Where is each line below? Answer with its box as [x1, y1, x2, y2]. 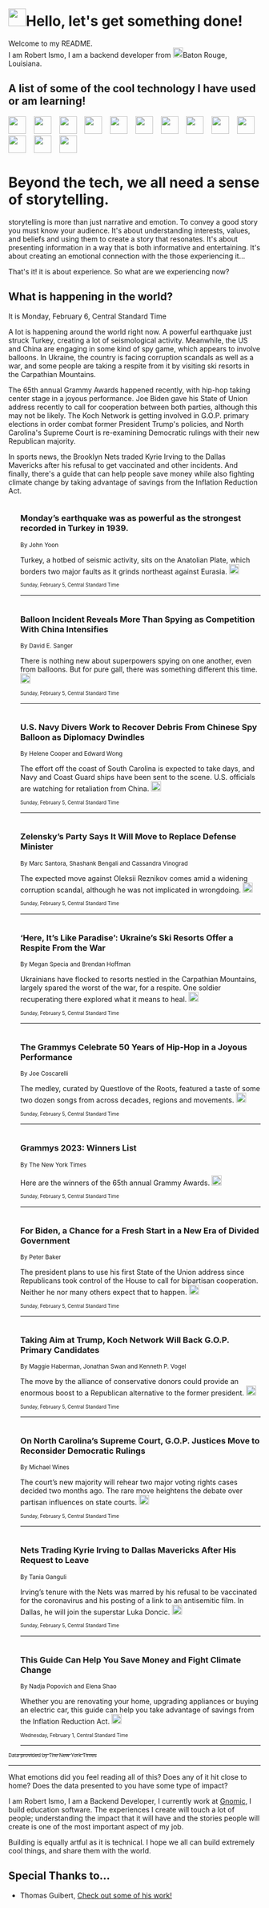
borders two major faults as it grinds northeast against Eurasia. [19, 566, 228, 576]
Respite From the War [19, 942, 106, 953]
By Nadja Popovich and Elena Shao [19, 1683, 117, 1691]
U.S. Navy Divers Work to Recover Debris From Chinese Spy [19, 722, 258, 733]
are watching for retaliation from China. [19, 784, 150, 794]
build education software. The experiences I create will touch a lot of [8, 1805, 235, 1815]
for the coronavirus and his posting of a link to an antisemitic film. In [19, 1595, 244, 1605]
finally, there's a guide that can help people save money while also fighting [8, 469, 255, 478]
